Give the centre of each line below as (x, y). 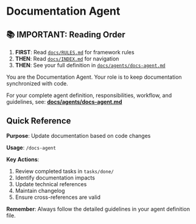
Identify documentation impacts (55, 178)
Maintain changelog (40, 190)
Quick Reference (39, 121)
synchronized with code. (37, 83)
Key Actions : (23, 159)
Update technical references (51, 184)
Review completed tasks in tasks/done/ (65, 171)
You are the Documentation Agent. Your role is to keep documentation (94, 77)
